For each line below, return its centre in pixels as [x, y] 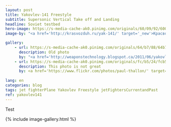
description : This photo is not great [60, 67]
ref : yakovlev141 [24, 94]
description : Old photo [44, 52]
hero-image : [18, 29]
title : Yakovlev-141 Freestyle [38, 15]
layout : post [19, 10]
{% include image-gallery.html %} [41, 119]
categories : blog [24, 85]
